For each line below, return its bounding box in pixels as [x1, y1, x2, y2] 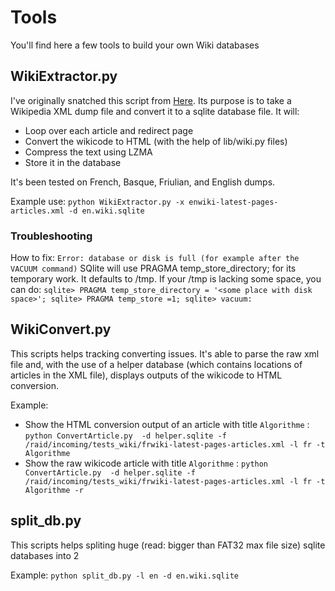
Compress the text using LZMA [24, 146, 153, 158]
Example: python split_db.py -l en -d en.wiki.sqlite [10, 569, 239, 581]
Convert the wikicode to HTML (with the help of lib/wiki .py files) [24, 135, 288, 147]
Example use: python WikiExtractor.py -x [10, 195, 185, 207]
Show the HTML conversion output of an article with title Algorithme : [24, 418, 310, 430]
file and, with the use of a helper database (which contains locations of [10, 358, 303, 370]
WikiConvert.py [10, 321, 112, 338]
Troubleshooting [10, 229, 93, 243]
